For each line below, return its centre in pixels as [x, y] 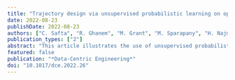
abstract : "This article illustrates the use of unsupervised [100, 46]
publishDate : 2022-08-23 [43, 26]
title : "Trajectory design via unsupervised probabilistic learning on [114, 14]
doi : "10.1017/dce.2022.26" [48, 65]
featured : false [31, 53]
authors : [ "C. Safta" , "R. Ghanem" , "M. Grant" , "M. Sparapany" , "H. [111, 33]
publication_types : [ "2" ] [45, 40]
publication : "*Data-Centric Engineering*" [72, 59]
